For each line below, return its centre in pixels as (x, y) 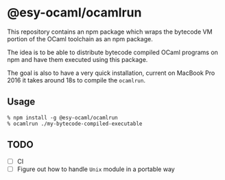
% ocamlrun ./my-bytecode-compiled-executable (75, 124)
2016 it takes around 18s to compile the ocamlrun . (76, 80)
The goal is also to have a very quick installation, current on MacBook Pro (111, 73)
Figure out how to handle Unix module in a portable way (96, 169)
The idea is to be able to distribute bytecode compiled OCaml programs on (113, 52)
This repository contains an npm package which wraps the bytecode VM (110, 32)
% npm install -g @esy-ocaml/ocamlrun (62, 117)
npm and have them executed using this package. (78, 59)
